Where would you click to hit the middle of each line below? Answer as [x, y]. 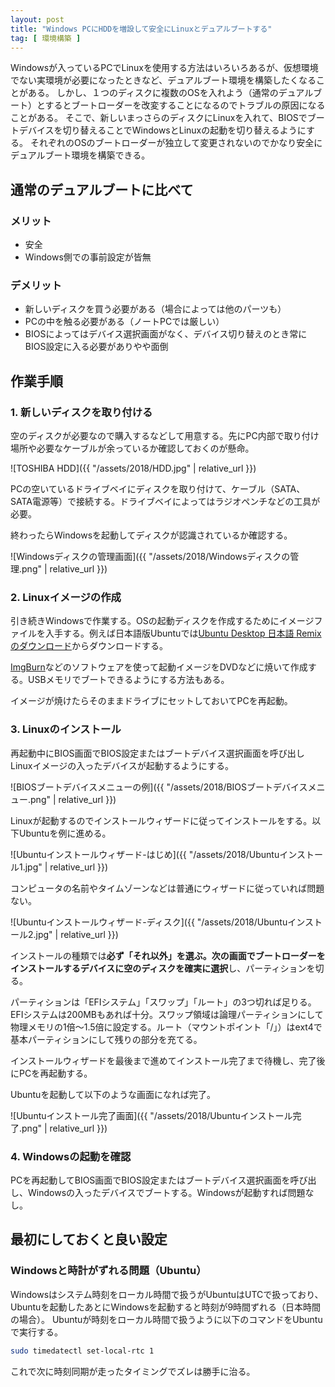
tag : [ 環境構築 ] [46, 38]
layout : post [37, 19]
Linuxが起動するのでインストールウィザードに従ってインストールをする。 [161, 820]
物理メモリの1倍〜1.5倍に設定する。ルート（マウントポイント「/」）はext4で [166, 1027]
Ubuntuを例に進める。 [65, 833]
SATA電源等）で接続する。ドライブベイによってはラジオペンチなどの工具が [165, 502]
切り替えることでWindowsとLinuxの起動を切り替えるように [184, 130]
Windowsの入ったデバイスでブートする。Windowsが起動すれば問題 [166, 1192]
